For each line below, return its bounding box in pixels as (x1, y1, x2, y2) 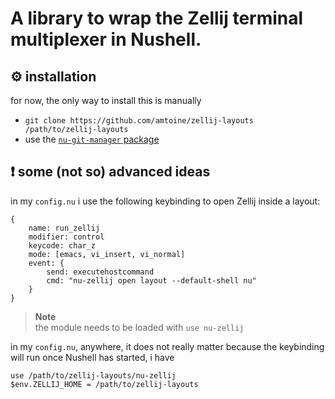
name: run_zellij (28, 223, 101, 233)
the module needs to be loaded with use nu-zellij (34, 321, 245, 333)
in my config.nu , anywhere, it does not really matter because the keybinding (10, 340, 325, 352)
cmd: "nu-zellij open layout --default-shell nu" (46, 275, 257, 286)
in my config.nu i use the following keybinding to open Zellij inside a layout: (10, 195, 321, 207)
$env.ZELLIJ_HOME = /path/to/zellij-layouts (10, 379, 199, 389)
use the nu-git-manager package (24, 133, 160, 145)
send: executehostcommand (46, 267, 155, 277)
